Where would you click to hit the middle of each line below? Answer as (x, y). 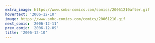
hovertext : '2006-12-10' (31, 14)
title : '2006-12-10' (27, 33)
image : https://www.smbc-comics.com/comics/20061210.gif (65, 19)
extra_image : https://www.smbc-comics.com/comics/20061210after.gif (77, 10)
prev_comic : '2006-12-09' (32, 28)
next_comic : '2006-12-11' (32, 23)
